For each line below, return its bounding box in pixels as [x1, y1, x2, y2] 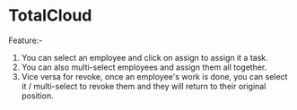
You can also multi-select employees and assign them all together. [21, 62, 267, 72]
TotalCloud [8, 5, 92, 26]
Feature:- [8, 35, 43, 46]
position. [21, 90, 55, 101]
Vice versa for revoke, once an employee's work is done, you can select [21, 71, 288, 81]
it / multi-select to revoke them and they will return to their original [21, 80, 266, 91]
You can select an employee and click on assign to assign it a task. [21, 52, 268, 63]
